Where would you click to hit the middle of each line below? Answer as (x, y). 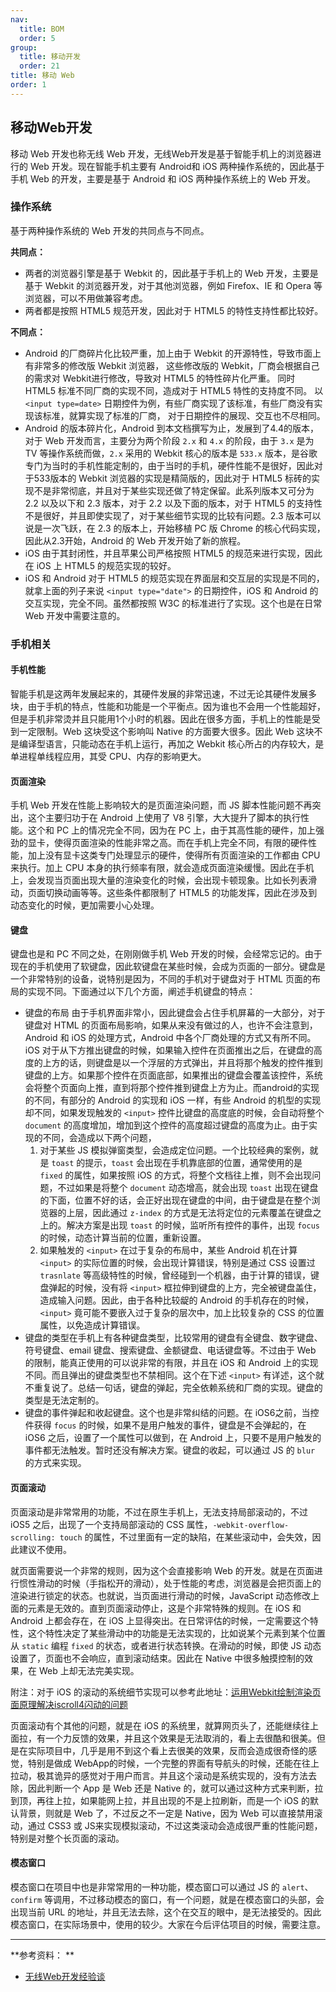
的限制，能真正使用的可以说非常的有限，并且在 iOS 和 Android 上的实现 (171, 1363)
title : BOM (42, 29)
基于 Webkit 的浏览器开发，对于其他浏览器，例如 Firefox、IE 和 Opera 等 (173, 285)
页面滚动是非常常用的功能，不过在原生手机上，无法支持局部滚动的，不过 (159, 1512)
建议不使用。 (45, 1549)
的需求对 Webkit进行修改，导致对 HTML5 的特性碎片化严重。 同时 (160, 378)
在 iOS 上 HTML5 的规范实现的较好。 (100, 565)
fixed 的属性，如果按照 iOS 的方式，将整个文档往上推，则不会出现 (176, 1175)
